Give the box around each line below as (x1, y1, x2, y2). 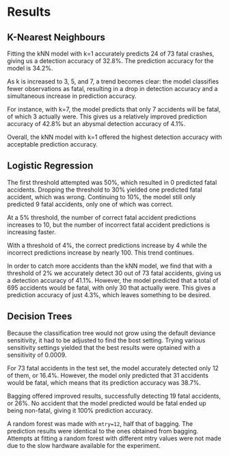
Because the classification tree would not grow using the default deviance (7, 329, 216, 337)
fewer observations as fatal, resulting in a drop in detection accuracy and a (7, 85, 218, 92)
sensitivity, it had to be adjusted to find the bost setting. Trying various (7, 336, 206, 344)
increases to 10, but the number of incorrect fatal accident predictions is (7, 220, 211, 229)
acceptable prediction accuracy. (7, 140, 98, 148)
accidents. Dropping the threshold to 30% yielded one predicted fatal (7, 186, 203, 194)
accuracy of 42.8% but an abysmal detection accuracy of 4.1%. (7, 120, 186, 127)
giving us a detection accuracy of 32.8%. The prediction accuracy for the (7, 57, 214, 65)
